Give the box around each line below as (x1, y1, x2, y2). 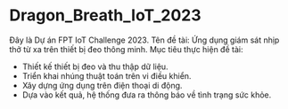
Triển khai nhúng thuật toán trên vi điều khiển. (21, 70, 192, 81)
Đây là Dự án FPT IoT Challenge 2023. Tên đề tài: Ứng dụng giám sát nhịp (9, 35, 280, 45)
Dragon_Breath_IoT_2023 (9, 5, 202, 26)
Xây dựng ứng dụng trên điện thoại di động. (21, 80, 183, 90)
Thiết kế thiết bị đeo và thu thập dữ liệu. (21, 61, 169, 72)
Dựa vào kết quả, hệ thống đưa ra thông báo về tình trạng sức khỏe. (21, 90, 272, 100)
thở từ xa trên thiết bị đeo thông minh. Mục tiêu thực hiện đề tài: (9, 43, 243, 54)
